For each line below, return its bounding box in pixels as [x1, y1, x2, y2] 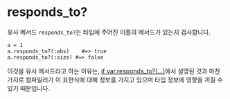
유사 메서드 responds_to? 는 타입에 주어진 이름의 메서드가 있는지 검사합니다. [7, 28, 211, 36]
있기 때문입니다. [7, 84, 51, 92]
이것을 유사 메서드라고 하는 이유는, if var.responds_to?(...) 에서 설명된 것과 [7, 66, 208, 75]
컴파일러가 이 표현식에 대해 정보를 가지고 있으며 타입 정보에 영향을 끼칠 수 [25, 75, 224, 84]
